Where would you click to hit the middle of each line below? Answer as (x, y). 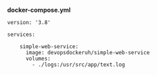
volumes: (38, 58)
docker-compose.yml (39, 10)
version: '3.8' (29, 23)
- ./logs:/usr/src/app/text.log (79, 65)
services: (21, 34)
